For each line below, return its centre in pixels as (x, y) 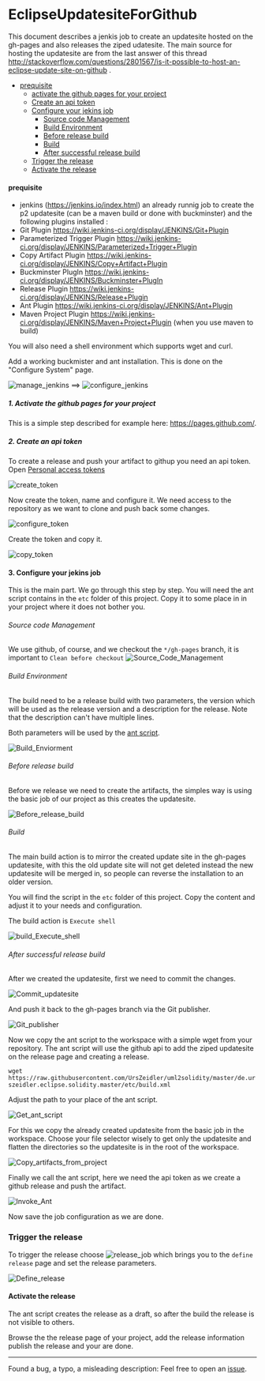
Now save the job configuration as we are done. (86, 1217)
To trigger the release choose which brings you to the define (131, 1255)
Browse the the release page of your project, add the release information (127, 1338)
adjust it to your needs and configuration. (75, 905)
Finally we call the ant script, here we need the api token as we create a (124, 1178)
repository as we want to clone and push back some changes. (109, 509)
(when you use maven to (213, 322)
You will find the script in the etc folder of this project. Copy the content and (132, 897)
